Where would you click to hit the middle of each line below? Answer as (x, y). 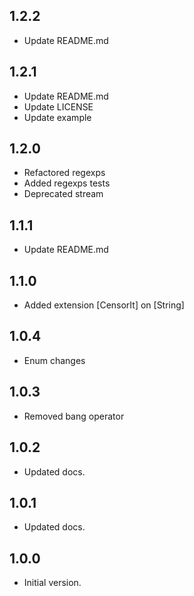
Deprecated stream (63, 194)
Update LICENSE (58, 106)
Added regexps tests (67, 183)
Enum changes (54, 360)
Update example (57, 117)
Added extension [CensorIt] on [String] (104, 305)
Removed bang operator (74, 416)
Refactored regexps (64, 173)
